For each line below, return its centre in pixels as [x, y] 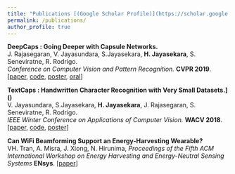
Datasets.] [212, 90]
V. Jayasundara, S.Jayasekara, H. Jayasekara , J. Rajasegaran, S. [102, 105]
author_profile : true [39, 27]
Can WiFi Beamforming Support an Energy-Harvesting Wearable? [105, 141]
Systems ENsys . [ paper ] [43, 163]
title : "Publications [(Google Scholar [66, 14]
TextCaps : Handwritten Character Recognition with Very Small [101, 90]
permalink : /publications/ [47, 20]
